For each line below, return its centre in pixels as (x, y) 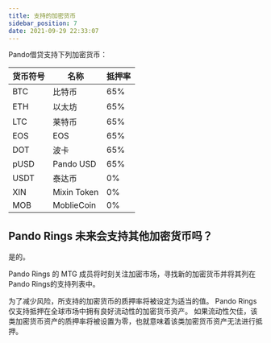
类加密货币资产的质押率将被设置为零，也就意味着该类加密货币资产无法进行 (132, 321)
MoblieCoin (75, 205)
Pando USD (75, 164)
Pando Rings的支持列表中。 (54, 284)
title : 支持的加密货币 (42, 16)
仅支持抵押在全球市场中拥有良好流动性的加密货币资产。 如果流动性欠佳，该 (133, 312)
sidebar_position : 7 (43, 23)
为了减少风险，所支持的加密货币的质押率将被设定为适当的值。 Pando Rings (133, 301)
